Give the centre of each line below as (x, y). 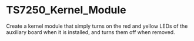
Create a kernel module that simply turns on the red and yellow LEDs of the (97, 26)
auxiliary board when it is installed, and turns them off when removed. (91, 32)
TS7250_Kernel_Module (66, 10)
